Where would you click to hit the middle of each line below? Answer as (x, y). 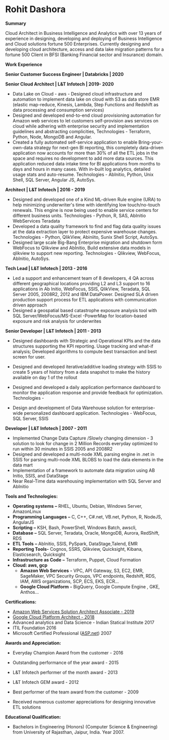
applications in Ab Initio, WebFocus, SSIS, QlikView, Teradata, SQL (81, 289)
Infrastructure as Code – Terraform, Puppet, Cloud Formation (77, 559)
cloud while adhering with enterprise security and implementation (81, 126)
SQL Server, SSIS (31, 418)
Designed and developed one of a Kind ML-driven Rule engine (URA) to (87, 199)
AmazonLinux (27, 511)
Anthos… (30, 592)
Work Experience (24, 64)
